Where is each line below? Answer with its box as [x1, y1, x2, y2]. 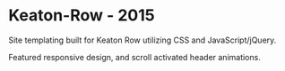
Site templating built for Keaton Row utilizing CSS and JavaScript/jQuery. [8, 35, 277, 45]
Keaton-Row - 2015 [8, 5, 155, 26]
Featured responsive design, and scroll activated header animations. [8, 51, 261, 62]
